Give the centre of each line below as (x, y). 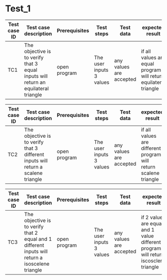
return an (35, 82)
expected (152, 112)
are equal (152, 224)
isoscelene (37, 264)
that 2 (31, 232)
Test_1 (18, 9)
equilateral (36, 88)
